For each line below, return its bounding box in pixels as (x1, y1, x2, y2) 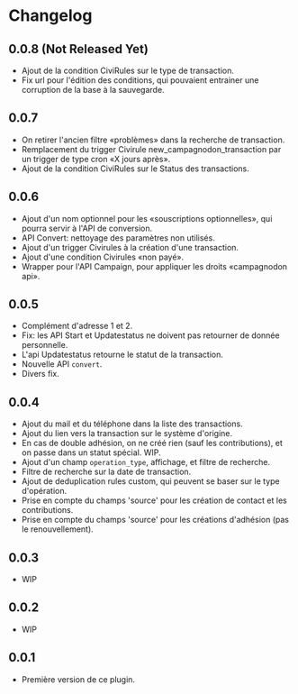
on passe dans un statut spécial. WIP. (21, 447, 161, 458)
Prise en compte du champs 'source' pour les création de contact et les (21, 495, 287, 506)
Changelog (8, 5, 93, 26)
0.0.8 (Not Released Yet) (8, 41, 149, 57)
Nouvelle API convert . (21, 359, 103, 370)
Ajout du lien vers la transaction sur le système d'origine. (21, 428, 233, 439)
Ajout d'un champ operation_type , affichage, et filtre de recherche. (21, 457, 271, 468)
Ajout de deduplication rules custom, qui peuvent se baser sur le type (21, 476, 280, 487)
